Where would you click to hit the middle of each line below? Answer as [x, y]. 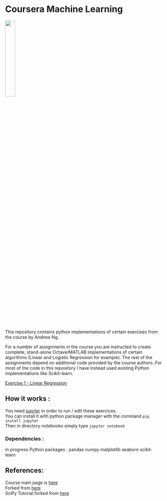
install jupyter [22, 421]
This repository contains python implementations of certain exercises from [82, 332]
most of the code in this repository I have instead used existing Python [77, 368]
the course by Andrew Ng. [32, 337]
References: [24, 471]
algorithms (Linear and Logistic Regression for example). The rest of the [79, 357]
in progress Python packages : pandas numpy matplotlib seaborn [72, 450]
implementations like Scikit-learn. [39, 373]
